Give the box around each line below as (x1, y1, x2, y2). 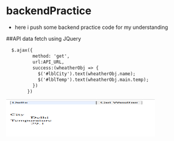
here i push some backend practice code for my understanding (14, 24, 168, 31)
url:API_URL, (32, 59, 65, 65)
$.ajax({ (11, 47, 33, 53)
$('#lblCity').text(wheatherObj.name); (37, 71, 136, 77)
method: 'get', (32, 53, 70, 59)
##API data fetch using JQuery (6, 35, 81, 42)
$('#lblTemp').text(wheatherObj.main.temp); (37, 77, 149, 83)
